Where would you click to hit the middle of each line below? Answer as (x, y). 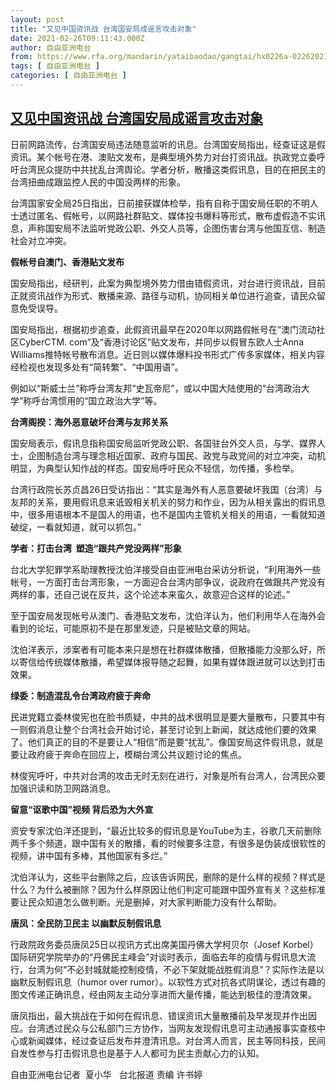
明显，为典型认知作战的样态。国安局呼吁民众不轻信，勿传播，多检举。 (155, 468)
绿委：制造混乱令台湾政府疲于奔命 (80, 695)
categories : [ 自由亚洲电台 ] (68, 76)
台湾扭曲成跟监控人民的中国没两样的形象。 (98, 182)
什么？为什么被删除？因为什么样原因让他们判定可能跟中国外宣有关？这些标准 (168, 889)
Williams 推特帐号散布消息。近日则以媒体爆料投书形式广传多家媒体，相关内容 (167, 354)
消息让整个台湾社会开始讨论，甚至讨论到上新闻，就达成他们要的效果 (176, 729)
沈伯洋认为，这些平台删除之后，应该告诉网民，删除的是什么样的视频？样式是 (168, 877)
